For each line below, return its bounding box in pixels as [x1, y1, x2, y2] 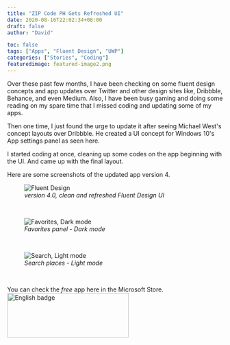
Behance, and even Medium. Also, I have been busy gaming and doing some [7, 94, 223, 102]
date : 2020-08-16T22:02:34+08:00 [7, 16, 103, 23]
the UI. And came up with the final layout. [7, 157, 124, 165]
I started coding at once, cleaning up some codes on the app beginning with [7, 150, 222, 158]
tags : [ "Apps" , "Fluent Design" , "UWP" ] [7, 48, 125, 55]
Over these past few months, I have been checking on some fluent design [7, 80, 216, 88]
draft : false [7, 23, 44, 29]
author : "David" [7, 29, 53, 36]
